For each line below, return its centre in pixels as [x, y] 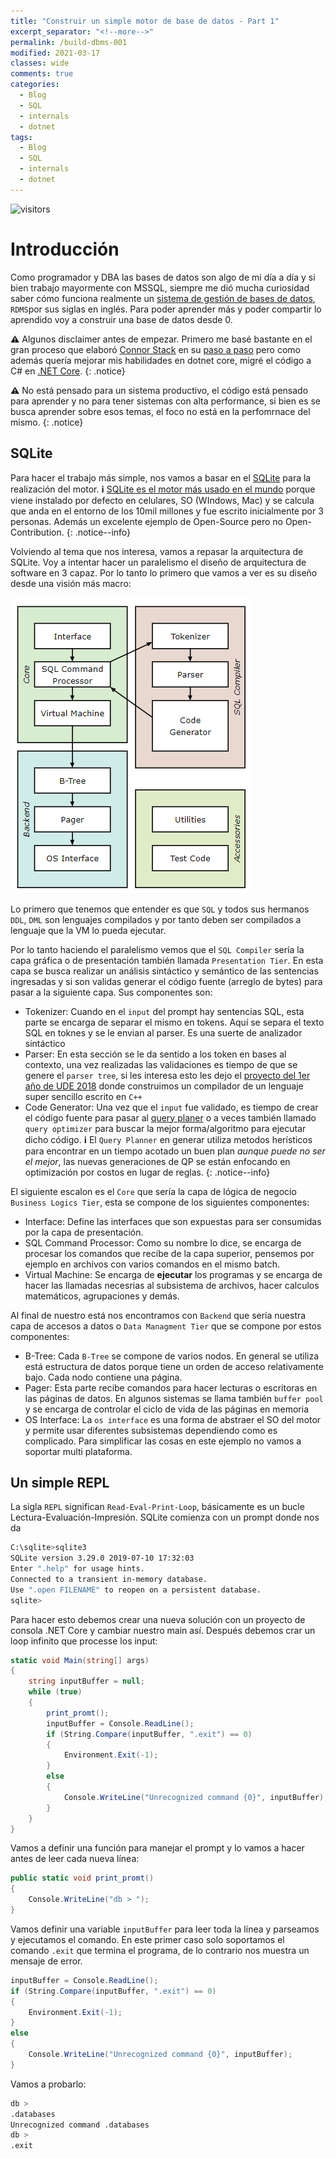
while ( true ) [55, 1692]
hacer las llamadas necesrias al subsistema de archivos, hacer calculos [172, 1285]
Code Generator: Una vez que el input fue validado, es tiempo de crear [171, 1107]
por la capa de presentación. [84, 1232]
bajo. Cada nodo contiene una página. [103, 1377]
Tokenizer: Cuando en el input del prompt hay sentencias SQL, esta [164, 1011]
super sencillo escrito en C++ [83, 1096]
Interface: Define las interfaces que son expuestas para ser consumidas [173, 1221]
